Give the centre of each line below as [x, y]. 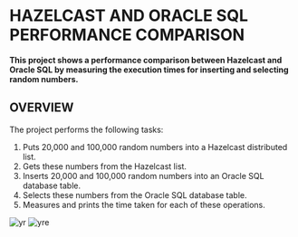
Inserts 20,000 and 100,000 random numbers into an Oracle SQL [143, 175]
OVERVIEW [42, 108]
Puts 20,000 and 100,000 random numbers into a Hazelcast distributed [155, 147]
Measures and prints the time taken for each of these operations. [144, 204]
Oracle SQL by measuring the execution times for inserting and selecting [149, 70]
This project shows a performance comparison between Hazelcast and [146, 60]
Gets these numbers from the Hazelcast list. [105, 166]
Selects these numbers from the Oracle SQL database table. [135, 194]
